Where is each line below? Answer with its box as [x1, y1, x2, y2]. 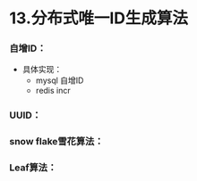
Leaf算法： [9, 161, 57, 174]
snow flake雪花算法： [9, 136, 105, 148]
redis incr [35, 86, 72, 96]
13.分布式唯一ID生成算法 [9, 8, 188, 29]
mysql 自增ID [35, 75, 84, 86]
